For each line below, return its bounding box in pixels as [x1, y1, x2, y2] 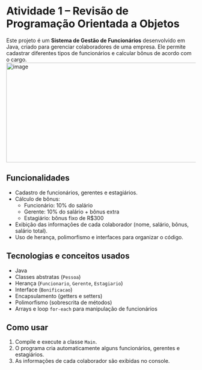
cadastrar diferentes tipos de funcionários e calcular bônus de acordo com [6, 49, 192, 56]
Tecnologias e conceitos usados [6, 251, 130, 261]
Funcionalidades [6, 173, 70, 184]
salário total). [14, 227, 48, 234]
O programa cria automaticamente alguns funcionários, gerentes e [14, 345, 180, 352]
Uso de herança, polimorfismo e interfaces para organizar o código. [14, 233, 183, 240]
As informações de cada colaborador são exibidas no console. [14, 357, 170, 365]
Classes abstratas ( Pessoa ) [14, 273, 81, 280]
